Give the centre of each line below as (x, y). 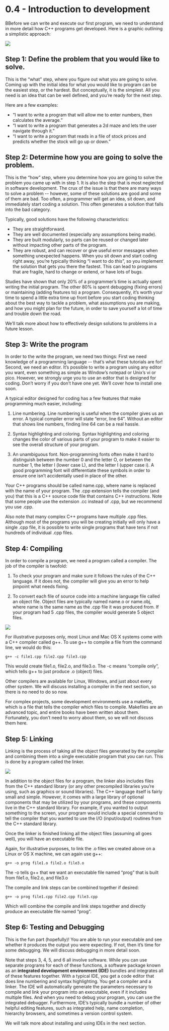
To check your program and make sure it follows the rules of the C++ (84, 576)
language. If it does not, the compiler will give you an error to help (81, 581)
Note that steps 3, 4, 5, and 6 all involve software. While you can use (76, 960)
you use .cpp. (19, 507)
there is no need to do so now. (36, 692)
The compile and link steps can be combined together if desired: (72, 888)
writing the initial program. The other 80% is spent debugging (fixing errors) (84, 287)
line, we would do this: (28, 647)
